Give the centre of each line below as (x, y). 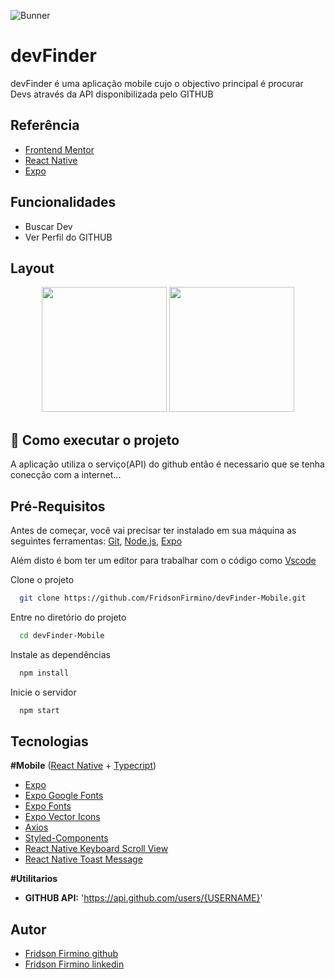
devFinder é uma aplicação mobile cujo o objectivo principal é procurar (157, 83)
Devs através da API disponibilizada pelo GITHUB (112, 94)
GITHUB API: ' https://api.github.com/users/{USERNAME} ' (143, 898)
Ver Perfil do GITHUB (68, 237)
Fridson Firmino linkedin (74, 964)
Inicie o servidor (43, 692)
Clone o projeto (42, 579)
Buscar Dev (48, 226)
